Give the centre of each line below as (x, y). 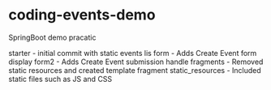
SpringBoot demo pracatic (52, 37)
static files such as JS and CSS (60, 79)
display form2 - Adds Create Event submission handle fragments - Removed (136, 62)
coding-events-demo (82, 15)
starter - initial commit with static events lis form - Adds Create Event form (133, 53)
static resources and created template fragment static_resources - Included (135, 70)
